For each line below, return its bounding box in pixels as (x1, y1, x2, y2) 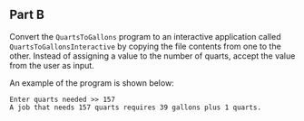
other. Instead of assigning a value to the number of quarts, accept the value (9, 50, 296, 61)
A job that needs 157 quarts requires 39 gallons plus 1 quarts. (9, 103, 261, 112)
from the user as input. (9, 60, 95, 70)
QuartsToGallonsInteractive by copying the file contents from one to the (9, 41, 281, 51)
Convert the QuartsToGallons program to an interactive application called (9, 31, 281, 42)
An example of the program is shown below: (9, 77, 174, 88)
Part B (9, 7, 45, 23)
